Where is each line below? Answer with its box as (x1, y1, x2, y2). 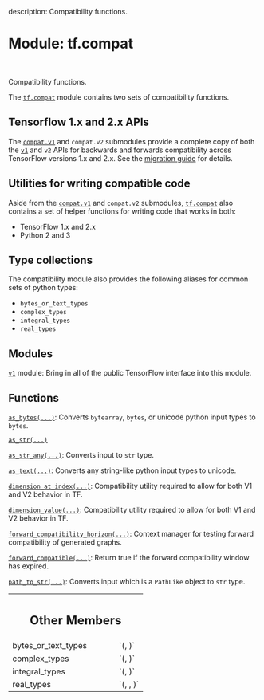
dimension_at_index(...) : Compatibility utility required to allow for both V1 (8, 482, 253, 490)
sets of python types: (8, 283, 78, 293)
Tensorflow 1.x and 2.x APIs (8, 116, 150, 129)
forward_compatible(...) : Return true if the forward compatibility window (8, 553, 250, 562)
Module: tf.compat (8, 35, 134, 53)
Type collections (8, 253, 93, 266)
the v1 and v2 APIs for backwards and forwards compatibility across (8, 145, 231, 155)
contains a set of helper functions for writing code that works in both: (8, 206, 237, 216)
